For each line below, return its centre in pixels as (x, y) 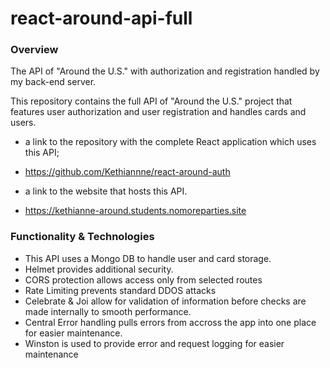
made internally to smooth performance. (108, 311)
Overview (34, 50)
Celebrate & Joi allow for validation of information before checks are (165, 301)
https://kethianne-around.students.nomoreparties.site (135, 211)
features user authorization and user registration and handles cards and (158, 112)
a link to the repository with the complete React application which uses (170, 142)
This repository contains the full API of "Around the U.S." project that (151, 101)
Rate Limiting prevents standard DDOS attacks (120, 290)
